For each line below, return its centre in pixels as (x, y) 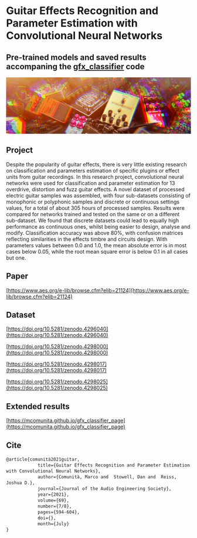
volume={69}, (53, 500)
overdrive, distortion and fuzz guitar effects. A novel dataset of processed (95, 189)
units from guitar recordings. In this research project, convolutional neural (95, 176)
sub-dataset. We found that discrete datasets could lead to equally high (93, 220)
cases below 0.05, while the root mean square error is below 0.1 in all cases (97, 251)
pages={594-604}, (59, 512)
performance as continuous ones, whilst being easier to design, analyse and (98, 226)
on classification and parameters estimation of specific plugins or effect (93, 171)
